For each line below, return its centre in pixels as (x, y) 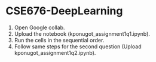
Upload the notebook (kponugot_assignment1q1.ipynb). (82, 33)
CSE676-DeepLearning (64, 11)
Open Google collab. (39, 27)
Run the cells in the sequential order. (59, 40)
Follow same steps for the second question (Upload (78, 46)
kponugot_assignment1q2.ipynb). (55, 52)
